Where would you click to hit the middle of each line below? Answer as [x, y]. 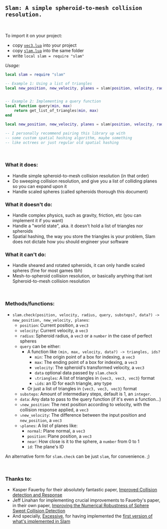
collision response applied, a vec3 [54, 410]
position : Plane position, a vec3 [59, 436]
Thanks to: [18, 479]
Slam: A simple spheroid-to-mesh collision [74, 8]
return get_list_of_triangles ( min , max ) [56, 111]
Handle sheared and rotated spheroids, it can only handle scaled [79, 265]
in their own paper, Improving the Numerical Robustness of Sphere [81, 505]
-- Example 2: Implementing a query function [53, 101]
